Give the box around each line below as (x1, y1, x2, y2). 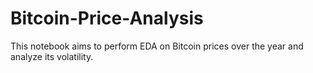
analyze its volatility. (10, 50, 94, 62)
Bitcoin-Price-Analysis (10, 7, 204, 30)
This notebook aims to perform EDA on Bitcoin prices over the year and (10, 40, 304, 52)
